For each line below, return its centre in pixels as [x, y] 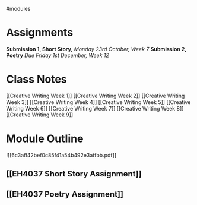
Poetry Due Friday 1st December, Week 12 [58, 55]
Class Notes [36, 79]
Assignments [40, 33]
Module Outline [45, 139]
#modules [18, 9]
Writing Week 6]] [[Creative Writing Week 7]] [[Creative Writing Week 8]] [95, 108]
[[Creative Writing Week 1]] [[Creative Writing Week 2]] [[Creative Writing [96, 96]
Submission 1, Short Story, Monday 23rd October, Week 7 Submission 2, [96, 49]
